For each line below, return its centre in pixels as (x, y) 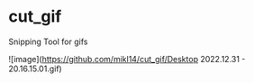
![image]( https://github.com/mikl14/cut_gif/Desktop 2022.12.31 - (127, 59)
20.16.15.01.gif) (35, 69)
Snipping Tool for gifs (48, 41)
